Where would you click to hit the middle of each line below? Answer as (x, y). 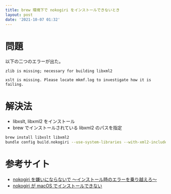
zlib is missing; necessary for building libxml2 (59, 71)
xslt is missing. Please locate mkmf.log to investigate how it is (78, 80)
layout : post (19, 15)
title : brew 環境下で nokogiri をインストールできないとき (63, 10)
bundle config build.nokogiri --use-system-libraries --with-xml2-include (86, 142)
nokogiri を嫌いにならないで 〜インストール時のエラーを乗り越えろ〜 (85, 179)
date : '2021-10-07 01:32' (33, 19)
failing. (15, 85)
